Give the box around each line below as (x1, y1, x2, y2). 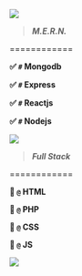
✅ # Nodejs (9, 116, 52, 127)
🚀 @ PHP (9, 204, 39, 214)
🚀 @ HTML (9, 187, 46, 197)
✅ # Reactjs (9, 97, 54, 108)
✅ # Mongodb (9, 61, 62, 72)
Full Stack (31, 151, 71, 161)
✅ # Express (9, 79, 56, 90)
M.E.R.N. (31, 26, 67, 36)
